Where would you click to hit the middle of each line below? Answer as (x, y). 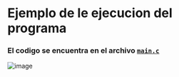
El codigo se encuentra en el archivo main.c (83, 51)
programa (37, 28)
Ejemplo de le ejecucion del (90, 13)
